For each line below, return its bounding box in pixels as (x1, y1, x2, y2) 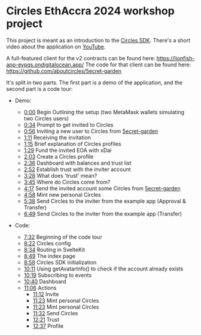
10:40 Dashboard (23, 278, 67, 285)
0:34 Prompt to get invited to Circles (23, 121, 114, 128)
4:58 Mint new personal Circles (23, 191, 101, 198)
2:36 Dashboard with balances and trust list (23, 159, 132, 166)
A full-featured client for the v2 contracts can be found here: (6, 54, 156, 62)
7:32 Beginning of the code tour (23, 233, 103, 240)
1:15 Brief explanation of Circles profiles (23, 140, 121, 147)
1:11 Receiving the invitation (23, 133, 92, 141)
